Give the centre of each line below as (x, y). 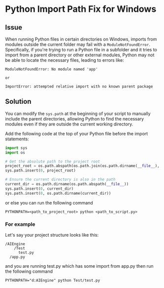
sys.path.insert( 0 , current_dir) (39, 189)
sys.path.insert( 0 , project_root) (41, 171)
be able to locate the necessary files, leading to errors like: (65, 60)
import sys (16, 148)
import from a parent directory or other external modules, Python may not (80, 55)
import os (15, 152)
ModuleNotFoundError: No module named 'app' (51, 69)
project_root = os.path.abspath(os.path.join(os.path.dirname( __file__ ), (82, 166)
